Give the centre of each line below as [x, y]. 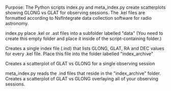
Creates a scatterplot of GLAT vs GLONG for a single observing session [80, 63]
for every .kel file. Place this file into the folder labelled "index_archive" [79, 54]
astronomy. [17, 23]
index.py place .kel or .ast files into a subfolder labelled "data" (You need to [84, 33]
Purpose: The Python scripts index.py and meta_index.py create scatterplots [85, 7]
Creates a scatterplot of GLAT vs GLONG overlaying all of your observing [82, 79]
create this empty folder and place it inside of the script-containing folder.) [83, 38]
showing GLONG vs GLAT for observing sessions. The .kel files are [75, 13]
